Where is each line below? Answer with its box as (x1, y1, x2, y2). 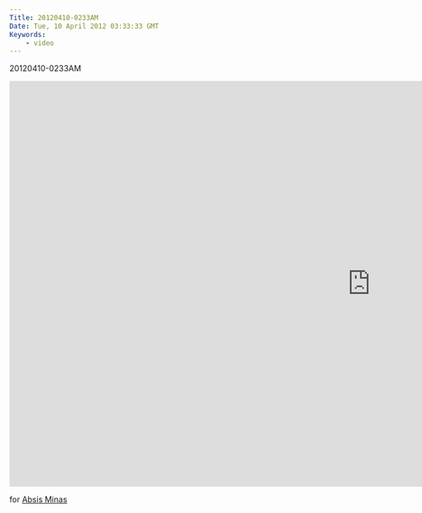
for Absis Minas (9, 494, 68, 505)
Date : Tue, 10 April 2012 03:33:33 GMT (9, 22, 160, 31)
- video (25, 38, 54, 48)
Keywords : (9, 30, 47, 39)
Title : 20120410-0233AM (9, 13, 99, 23)
